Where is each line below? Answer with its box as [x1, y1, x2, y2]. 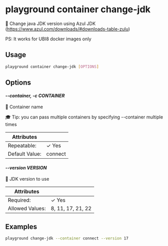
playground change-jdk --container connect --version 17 [5, 236, 129, 241]
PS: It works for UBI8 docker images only [5, 36, 92, 42]
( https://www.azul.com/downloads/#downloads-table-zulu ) [5, 26, 130, 32]
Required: [8, 196, 31, 204]
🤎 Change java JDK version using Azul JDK [5, 20, 96, 27]
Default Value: [8, 151, 42, 158]
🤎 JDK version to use [5, 176, 49, 182]
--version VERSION [5, 164, 47, 170]
